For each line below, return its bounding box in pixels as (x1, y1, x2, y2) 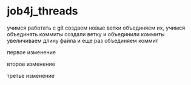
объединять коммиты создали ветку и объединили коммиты (7, 30, 166, 37)
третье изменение (7, 72, 55, 79)
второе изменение (7, 60, 55, 68)
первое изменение (7, 48, 56, 55)
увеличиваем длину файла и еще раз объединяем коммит (7, 37, 158, 44)
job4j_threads (7, 4, 78, 18)
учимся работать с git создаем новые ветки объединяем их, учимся (7, 24, 186, 31)
